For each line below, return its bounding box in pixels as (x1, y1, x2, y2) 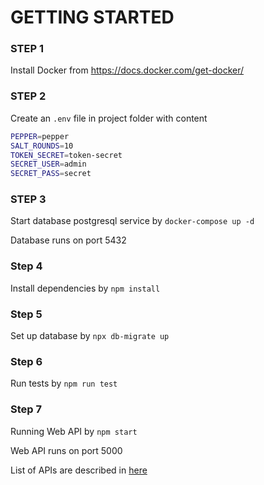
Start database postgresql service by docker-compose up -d (10, 215, 255, 227)
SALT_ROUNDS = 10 (10, 141, 74, 151)
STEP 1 (10, 42, 44, 56)
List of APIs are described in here (10, 464, 148, 476)
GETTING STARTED (10, 6, 175, 29)
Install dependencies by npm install (10, 282, 161, 294)
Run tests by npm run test (10, 377, 118, 390)
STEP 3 (10, 192, 47, 206)
